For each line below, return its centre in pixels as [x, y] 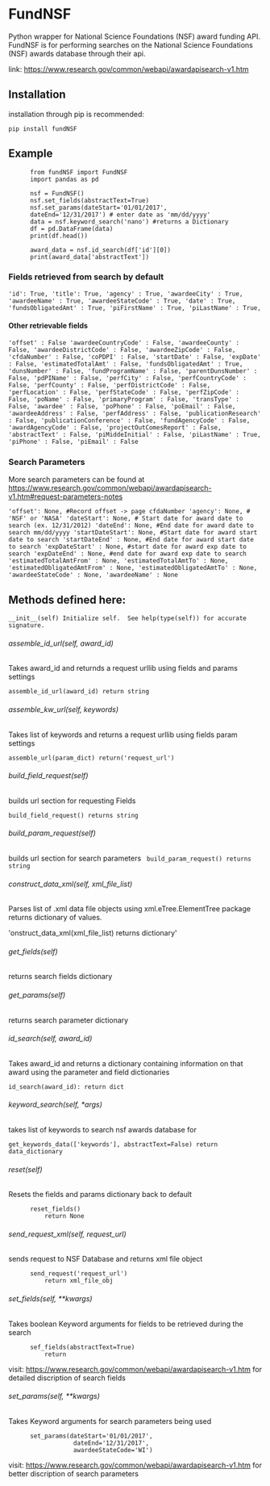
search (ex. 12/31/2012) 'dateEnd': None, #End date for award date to [131, 525]
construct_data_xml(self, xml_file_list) [71, 884]
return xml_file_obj [79, 1281]
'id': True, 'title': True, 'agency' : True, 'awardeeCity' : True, [126, 294]
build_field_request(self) [48, 776]
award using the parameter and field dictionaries [89, 1072]
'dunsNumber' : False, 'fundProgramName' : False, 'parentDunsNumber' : [133, 371]
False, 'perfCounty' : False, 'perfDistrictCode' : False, [110, 385]
